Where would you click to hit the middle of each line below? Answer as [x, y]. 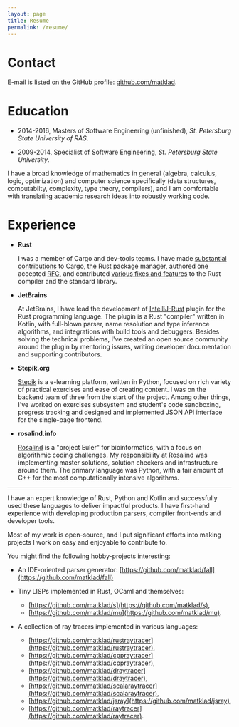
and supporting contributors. [60, 354]
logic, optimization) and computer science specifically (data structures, [112, 181]
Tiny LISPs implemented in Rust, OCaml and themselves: [100, 592]
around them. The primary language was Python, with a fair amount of [121, 470]
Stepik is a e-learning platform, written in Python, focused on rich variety [124, 382]
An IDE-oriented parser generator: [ [70, 570]
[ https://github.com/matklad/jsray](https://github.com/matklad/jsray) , [130, 701]
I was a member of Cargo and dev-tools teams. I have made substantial [122, 259]
